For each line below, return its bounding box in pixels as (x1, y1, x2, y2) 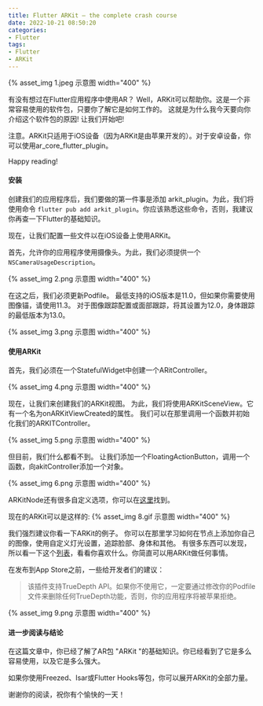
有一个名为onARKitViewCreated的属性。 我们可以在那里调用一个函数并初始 (8, 409, 250, 418)
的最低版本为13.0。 (8, 311, 70, 320)
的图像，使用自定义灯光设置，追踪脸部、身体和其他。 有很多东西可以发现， (8, 539, 251, 548)
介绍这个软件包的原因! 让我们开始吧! (8, 114, 124, 123)
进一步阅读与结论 (8, 627, 64, 637)
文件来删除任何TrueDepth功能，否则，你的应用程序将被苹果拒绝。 (27, 591, 241, 601)
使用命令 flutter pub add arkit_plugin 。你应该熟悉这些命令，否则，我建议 (8, 204, 254, 214)
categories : (8, 26, 47, 34)
